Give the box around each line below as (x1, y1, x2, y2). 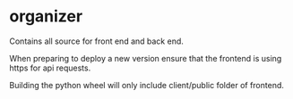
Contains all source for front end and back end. (9, 36, 184, 46)
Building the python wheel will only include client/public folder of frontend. (9, 79, 285, 90)
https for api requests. (9, 62, 91, 73)
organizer (9, 6, 83, 27)
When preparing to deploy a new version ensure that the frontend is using (9, 53, 282, 63)
